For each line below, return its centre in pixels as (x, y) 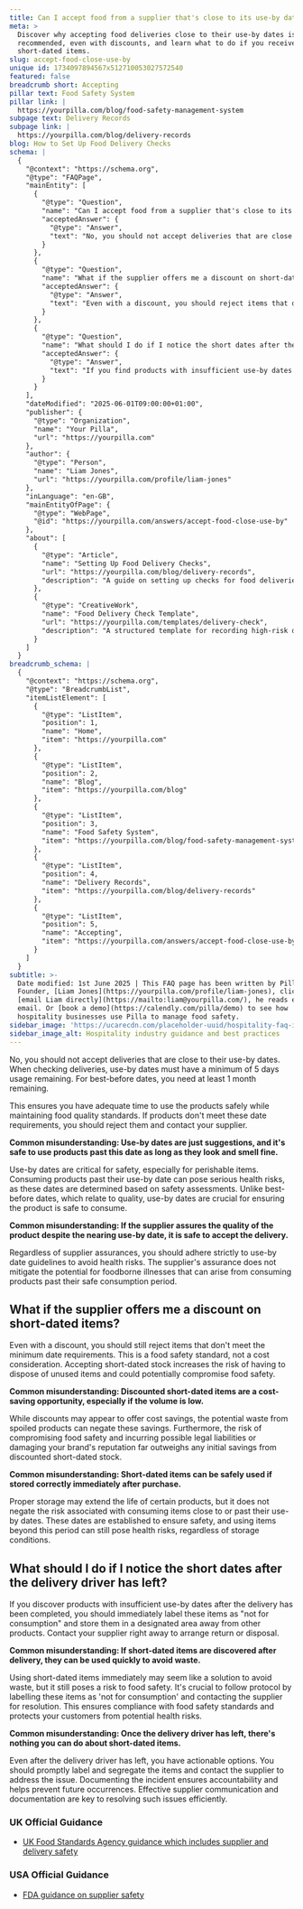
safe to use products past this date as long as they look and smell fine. (144, 1151)
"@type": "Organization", (82, 421)
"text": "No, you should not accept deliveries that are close (171, 236)
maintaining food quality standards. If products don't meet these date (138, 1115)
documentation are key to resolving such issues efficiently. (119, 1799)
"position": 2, (70, 773)
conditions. (30, 1540)
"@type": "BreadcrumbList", (78, 689)
